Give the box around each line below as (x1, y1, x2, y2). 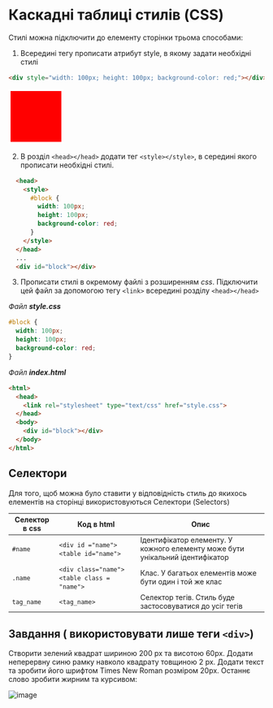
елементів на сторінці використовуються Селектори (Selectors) (8, 497, 230, 506)
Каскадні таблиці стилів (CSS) (8, 6, 224, 24)
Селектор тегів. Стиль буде (140, 592, 236, 602)
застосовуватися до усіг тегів (140, 601, 243, 610)
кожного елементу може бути (140, 544, 245, 554)
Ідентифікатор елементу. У (140, 535, 233, 545)
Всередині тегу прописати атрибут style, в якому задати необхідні (19, 48, 252, 58)
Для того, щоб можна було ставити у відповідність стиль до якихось (8, 488, 248, 497)
